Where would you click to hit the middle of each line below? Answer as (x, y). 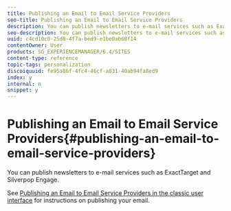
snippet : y (23, 90)
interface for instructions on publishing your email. (78, 201)
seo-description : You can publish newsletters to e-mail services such (112, 33)
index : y (20, 77)
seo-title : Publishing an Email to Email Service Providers (95, 20)
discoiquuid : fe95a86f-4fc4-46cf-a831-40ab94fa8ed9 (82, 71)
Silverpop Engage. (33, 180)
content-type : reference (43, 58)
